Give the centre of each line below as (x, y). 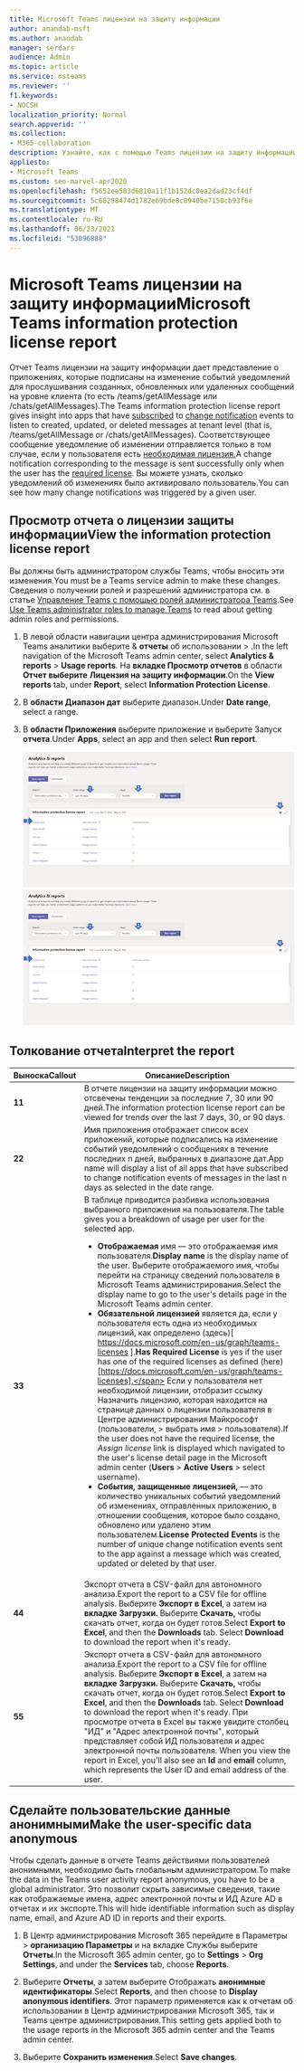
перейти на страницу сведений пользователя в (189, 1275)
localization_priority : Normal (68, 114)
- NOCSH (24, 105)
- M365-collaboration (50, 143)
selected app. (109, 1229)
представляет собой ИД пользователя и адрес (174, 1741)
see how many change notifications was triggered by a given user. (133, 492)
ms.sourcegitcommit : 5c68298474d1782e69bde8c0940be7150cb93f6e (131, 200)
